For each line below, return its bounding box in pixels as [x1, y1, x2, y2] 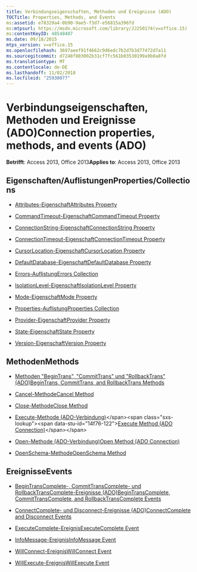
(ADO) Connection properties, [6, 126, 155, 140]
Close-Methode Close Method [14, 402, 88, 409]
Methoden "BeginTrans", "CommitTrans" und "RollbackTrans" [14, 372, 165, 380]
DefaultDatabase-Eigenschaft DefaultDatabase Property [14, 259, 152, 266]
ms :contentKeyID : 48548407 [6, 31, 73, 37]
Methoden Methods [6, 357, 79, 367]
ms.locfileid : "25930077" [6, 75, 70, 81]
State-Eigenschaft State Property [14, 328, 95, 335]
